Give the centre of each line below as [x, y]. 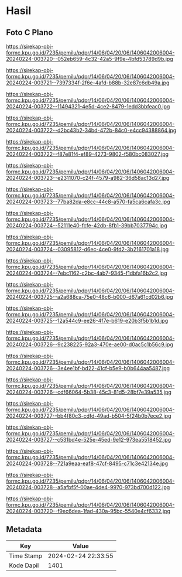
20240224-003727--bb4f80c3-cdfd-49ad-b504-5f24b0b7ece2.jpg [89, 416]
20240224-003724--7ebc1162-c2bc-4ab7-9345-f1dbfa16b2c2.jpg [87, 273]
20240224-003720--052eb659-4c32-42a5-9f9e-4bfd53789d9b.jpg [90, 59]
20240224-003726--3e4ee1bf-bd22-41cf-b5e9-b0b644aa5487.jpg [88, 368]
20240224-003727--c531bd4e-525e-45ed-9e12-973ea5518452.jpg [89, 440]
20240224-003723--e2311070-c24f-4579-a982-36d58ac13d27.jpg [88, 178]
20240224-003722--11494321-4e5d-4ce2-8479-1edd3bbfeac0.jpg [88, 106]
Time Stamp [26, 556]
